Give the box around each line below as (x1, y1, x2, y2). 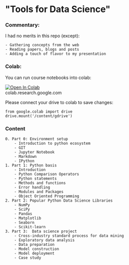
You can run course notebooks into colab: (5, 74, 91, 80)
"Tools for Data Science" (5, 4, 111, 15)
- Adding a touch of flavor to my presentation (5, 51, 106, 56)
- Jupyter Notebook (14, 150, 55, 155)
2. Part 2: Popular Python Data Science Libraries (5, 198, 113, 203)
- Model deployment (14, 251, 55, 256)
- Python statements (14, 176, 57, 182)
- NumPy (14, 203, 30, 208)
